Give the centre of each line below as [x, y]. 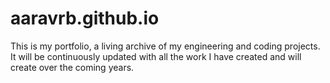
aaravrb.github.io [85, 18]
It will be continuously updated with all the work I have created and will [156, 56]
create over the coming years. [72, 67]
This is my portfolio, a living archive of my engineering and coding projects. [165, 46]
